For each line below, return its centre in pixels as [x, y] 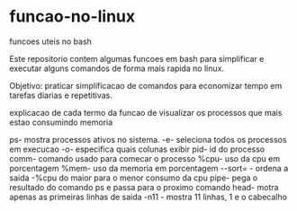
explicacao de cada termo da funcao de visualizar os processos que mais [146, 112]
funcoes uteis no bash [51, 41]
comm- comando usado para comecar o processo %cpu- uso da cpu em [145, 158]
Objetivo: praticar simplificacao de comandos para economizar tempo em [146, 85]
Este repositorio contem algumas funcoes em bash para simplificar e [137, 58]
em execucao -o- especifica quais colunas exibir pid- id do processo [137, 149]
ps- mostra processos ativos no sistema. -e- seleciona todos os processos [148, 139]
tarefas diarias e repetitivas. [61, 95]
